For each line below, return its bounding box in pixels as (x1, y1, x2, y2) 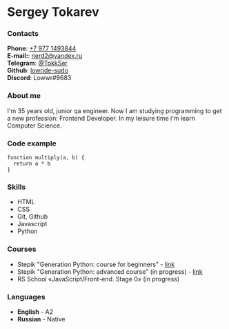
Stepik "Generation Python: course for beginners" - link (17, 260, 175, 268)
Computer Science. (7, 121, 62, 130)
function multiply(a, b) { (7, 154, 85, 161)
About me (7, 91, 41, 101)
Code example (7, 139, 57, 148)
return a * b (13, 160, 51, 168)
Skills (7, 182, 26, 192)
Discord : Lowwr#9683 (7, 74, 72, 82)
